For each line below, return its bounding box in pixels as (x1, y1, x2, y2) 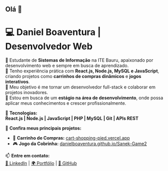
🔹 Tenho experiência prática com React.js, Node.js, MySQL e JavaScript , (5, 68, 159, 74)
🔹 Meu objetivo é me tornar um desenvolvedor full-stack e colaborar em (5, 84, 156, 90)
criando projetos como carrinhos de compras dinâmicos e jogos (5, 73, 142, 79)
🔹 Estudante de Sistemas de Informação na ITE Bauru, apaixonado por (5, 57, 153, 63)
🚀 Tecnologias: (5, 110, 37, 116)
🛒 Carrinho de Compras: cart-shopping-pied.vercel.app (12, 135, 130, 141)
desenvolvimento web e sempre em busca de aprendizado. (5, 63, 129, 69)
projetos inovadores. (5, 90, 48, 96)
